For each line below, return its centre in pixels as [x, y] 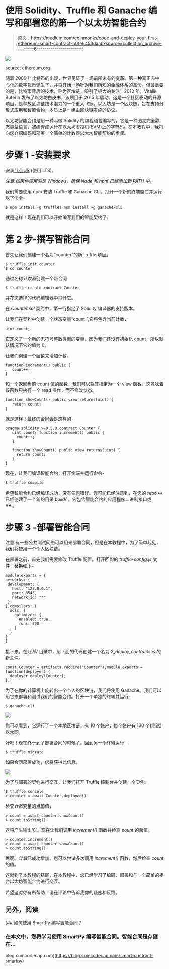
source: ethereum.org [28, 68]
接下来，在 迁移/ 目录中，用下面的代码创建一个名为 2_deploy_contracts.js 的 [83, 651]
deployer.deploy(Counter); [38, 676]
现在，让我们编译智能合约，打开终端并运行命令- [55, 473]
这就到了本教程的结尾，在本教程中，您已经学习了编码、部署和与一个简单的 [82, 875]
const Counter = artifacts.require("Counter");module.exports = [74, 667]
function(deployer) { [28, 671]
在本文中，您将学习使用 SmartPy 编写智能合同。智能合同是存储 [82, 937]
